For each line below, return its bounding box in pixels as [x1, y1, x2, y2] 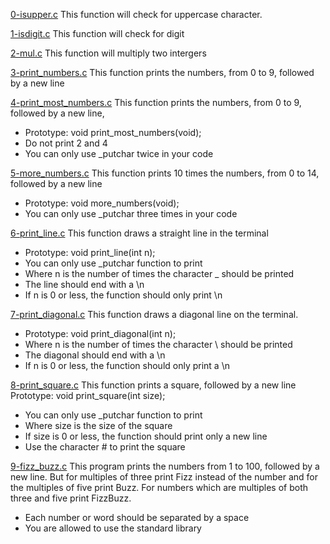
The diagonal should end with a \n [24, 349, 166, 361]
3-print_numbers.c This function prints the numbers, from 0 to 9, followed [10, 67, 315, 78]
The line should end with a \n [24, 279, 145, 290]
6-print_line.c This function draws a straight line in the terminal [10, 227, 269, 239]
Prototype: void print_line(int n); [24, 247, 156, 258]
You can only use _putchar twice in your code [24, 148, 214, 159]
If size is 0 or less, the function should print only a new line [24, 430, 268, 442]
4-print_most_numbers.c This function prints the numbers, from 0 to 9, [10, 97, 302, 108]
